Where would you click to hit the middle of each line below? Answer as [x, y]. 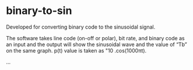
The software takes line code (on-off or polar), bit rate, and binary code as [95, 38]
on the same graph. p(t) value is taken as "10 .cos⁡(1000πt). [76, 50]
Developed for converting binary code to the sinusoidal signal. [81, 27]
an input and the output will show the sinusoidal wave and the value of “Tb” [97, 44]
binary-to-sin [39, 11]
